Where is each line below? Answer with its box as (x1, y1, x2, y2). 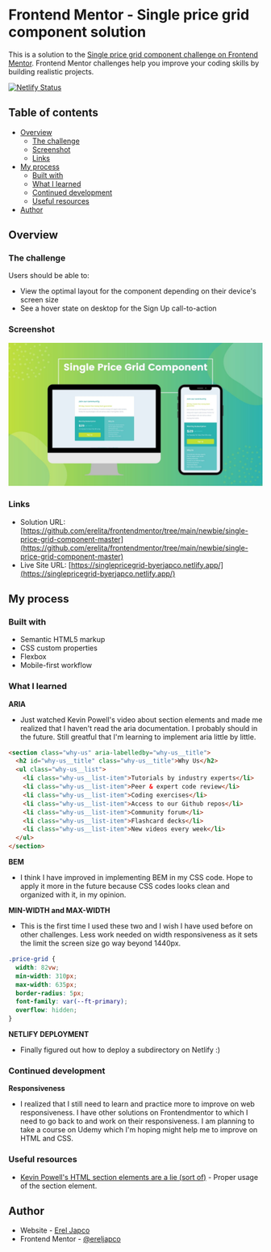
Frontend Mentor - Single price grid (8, 6, 250, 24)
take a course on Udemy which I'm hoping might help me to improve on (19, 1125, 258, 1135)
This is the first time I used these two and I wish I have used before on (19, 921, 253, 931)
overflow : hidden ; (15, 1006, 78, 1014)
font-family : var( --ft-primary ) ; (15, 997, 128, 1006)
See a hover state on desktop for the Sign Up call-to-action (19, 303, 217, 313)
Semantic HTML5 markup (19, 635, 106, 645)
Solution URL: (19, 517, 66, 527)
